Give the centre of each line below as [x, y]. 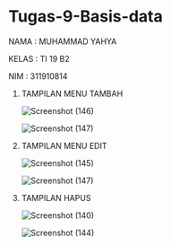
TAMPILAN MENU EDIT [64, 145]
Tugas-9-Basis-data [85, 17]
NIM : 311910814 [38, 76]
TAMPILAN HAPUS [56, 198]
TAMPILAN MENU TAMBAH [72, 93]
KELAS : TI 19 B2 [39, 58]
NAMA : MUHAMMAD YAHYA [63, 41]
